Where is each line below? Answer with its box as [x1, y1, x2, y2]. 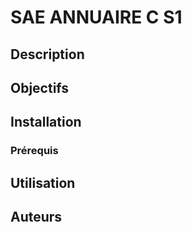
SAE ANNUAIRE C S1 [10, 6, 183, 29]
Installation [10, 114, 82, 131]
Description [10, 46, 85, 63]
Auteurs [10, 209, 63, 226]
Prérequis [10, 144, 59, 158]
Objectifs [10, 79, 70, 96]
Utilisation [10, 174, 76, 191]
